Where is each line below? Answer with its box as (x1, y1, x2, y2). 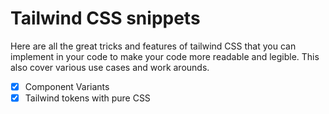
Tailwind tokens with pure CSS (24, 92, 151, 104)
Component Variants (24, 80, 110, 92)
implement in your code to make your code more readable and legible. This (10, 50, 320, 62)
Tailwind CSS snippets (10, 7, 201, 30)
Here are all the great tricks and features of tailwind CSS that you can (10, 40, 297, 52)
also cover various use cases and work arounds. (10, 61, 210, 73)
